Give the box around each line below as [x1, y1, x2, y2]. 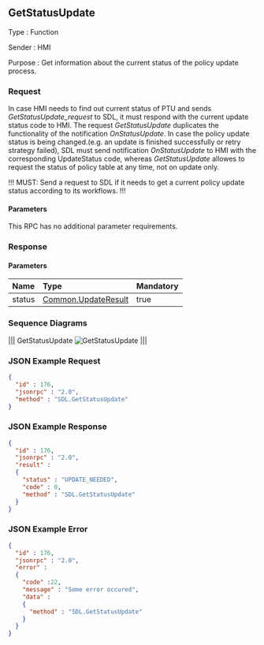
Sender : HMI [8, 43, 51, 52]
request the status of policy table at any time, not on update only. [8, 162, 220, 172]
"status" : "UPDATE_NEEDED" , [22, 476, 118, 484]
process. [8, 66, 37, 76]
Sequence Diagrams [8, 318, 88, 329]
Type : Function [8, 27, 59, 36]
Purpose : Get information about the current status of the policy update [8, 58, 239, 67]
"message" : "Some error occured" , [22, 586, 139, 594]
